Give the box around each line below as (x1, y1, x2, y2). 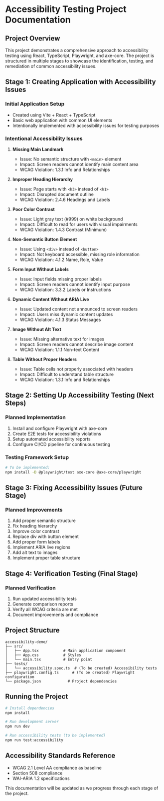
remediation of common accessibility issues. (5, 63, 97, 69)
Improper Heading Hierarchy (12, 176, 73, 182)
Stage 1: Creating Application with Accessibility (5, 77, 156, 86)
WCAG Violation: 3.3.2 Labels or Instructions (19, 286, 111, 292)
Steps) (5, 399, 26, 407)
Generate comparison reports (12, 601, 74, 607)
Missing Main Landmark (12, 146, 64, 152)
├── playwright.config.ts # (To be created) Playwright (5, 670, 135, 675)
